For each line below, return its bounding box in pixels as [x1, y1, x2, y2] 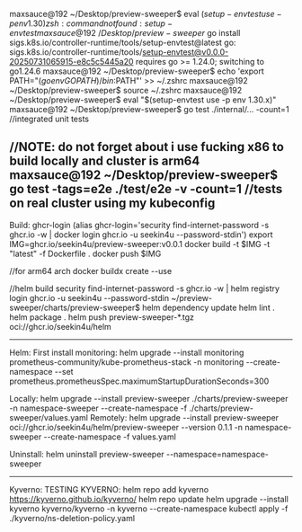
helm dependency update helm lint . [142, 302, 276, 313]
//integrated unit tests [9, 113, 90, 124]
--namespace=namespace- [165, 448, 270, 459]
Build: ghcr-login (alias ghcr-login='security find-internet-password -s [9, 219, 270, 230]
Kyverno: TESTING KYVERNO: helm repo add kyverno [9, 483, 209, 494]
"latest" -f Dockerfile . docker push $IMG [9, 248, 162, 259]
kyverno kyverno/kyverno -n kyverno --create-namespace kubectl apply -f [9, 503, 289, 514]
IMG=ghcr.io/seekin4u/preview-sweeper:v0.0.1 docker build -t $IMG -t [9, 238, 271, 249]
